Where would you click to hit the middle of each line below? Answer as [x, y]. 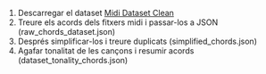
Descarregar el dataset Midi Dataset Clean [96, 13]
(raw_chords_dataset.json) [66, 32]
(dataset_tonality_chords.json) [73, 60]
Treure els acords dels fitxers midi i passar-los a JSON [118, 22]
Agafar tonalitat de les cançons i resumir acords [106, 51]
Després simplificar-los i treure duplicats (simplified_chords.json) [137, 41]
